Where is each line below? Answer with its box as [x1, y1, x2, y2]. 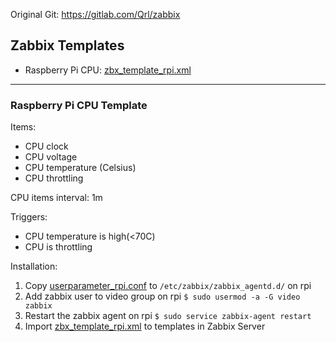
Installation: [10, 260, 58, 273]
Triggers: [10, 211, 48, 223]
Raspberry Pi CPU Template [10, 98, 148, 112]
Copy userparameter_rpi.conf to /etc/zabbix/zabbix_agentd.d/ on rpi [24, 280, 312, 292]
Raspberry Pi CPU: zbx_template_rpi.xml [24, 64, 192, 76]
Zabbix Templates [10, 37, 125, 54]
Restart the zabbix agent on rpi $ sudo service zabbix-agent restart [24, 310, 312, 322]
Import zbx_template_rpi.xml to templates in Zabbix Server [24, 320, 266, 333]
